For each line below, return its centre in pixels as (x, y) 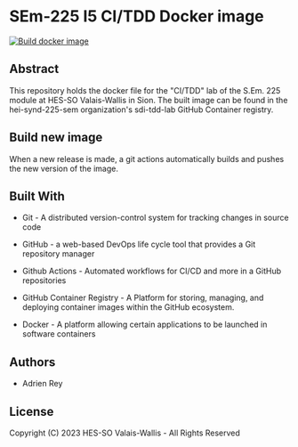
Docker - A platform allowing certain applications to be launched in (145, 325)
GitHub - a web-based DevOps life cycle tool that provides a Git (139, 244)
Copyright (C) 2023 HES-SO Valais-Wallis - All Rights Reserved (125, 433)
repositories (44, 280)
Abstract (34, 69)
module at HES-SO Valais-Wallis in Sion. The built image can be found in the (149, 100)
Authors (32, 362)
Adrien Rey (42, 384)
